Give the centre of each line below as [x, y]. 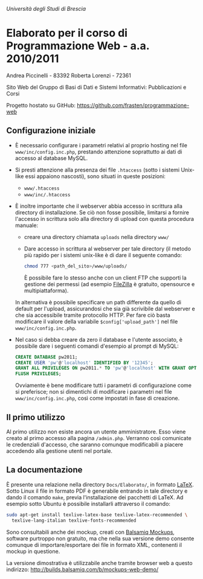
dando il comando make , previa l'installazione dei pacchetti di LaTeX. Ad [95, 497]
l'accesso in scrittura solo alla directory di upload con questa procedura [105, 219]
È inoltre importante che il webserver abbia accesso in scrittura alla [99, 206]
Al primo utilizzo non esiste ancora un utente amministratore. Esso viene [96, 432]
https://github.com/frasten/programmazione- [133, 105]
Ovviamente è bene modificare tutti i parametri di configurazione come [103, 385]
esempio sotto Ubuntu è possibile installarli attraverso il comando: [89, 504]
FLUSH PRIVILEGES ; [38, 374]
